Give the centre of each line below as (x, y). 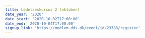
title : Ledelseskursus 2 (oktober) (43, 10)
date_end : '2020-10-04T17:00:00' (40, 23)
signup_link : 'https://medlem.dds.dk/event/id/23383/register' (73, 28)
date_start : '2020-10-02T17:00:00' (43, 19)
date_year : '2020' (24, 14)
